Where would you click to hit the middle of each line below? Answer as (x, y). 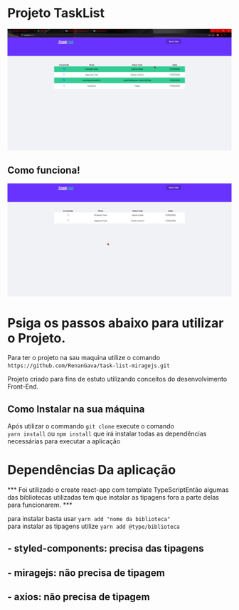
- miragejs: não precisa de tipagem (86, 573)
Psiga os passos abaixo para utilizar (116, 323)
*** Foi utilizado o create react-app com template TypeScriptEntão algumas (118, 490)
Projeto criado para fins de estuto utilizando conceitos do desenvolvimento (117, 379)
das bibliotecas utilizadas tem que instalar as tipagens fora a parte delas (113, 498)
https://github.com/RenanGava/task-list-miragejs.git (89, 366)
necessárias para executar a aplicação (64, 441)
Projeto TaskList (56, 13)
